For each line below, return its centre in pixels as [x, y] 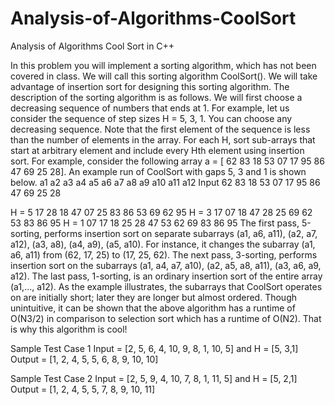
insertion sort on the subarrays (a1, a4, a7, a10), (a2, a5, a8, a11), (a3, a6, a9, [166, 265]
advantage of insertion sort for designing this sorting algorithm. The [150, 86]
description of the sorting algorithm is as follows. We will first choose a [156, 97]
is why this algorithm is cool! [69, 329]
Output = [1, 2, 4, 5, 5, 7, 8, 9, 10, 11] [83, 389]
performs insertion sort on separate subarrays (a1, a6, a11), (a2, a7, [181, 233]
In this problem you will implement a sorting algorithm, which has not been [163, 65]
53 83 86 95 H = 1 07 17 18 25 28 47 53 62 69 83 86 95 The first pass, [155, 223]
